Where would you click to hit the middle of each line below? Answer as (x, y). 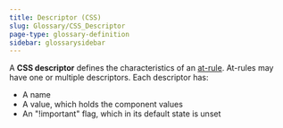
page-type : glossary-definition (69, 34)
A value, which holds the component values (102, 105)
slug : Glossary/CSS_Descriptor (67, 26)
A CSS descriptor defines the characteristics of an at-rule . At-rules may (141, 68)
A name (36, 95)
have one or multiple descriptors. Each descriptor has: (109, 78)
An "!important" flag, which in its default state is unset (121, 114)
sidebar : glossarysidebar (57, 43)
